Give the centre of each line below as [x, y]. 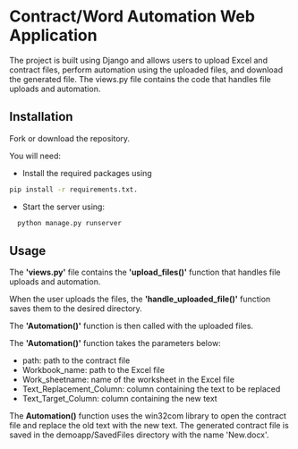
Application [53, 35]
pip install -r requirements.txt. [74, 190]
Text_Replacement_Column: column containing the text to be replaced [151, 389]
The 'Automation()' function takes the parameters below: [115, 343]
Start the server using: [64, 207]
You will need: [35, 156]
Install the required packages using [87, 173]
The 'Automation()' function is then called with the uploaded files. [131, 326]
